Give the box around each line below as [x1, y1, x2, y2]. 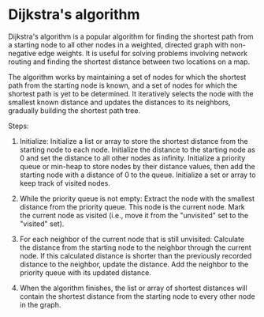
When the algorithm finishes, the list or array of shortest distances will [19, 283, 247, 292]
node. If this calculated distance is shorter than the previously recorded [19, 251, 252, 260]
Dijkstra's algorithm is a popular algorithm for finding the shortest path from [8, 32, 254, 41]
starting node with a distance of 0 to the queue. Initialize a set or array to [19, 170, 256, 179]
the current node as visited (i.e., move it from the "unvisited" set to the [19, 210, 249, 220]
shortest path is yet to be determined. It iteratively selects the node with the [8, 89, 254, 98]
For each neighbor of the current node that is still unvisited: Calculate [19, 234, 245, 243]
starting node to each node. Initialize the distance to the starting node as [19, 145, 256, 154]
